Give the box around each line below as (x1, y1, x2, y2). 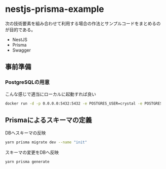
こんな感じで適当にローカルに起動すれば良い (5, 91, 96, 97)
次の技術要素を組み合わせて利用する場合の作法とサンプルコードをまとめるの (5, 20, 161, 26)
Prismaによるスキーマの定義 (5, 115, 92, 124)
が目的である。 (5, 26, 36, 33)
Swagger (12, 47, 31, 53)
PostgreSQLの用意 (5, 79, 50, 86)
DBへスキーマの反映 (5, 130, 46, 136)
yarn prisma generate (5, 160, 50, 165)
